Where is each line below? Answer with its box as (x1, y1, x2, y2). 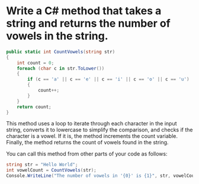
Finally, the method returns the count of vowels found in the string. (6, 139, 169, 146)
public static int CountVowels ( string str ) (6, 49, 115, 54)
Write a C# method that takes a (6, 4, 162, 18)
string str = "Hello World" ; (6, 162, 78, 168)
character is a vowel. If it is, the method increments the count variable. (6, 133, 178, 140)
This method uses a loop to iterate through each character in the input (6, 120, 177, 127)
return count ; (17, 104, 52, 110)
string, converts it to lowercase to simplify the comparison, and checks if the (6, 126, 193, 134)
